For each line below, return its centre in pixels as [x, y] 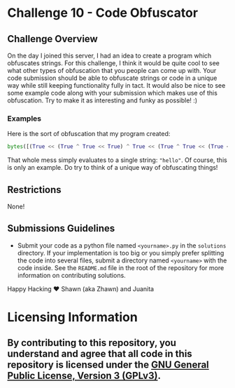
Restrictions [34, 190]
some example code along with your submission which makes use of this [113, 93]
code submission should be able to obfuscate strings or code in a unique [112, 78]
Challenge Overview [52, 39]
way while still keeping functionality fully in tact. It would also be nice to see [116, 85]
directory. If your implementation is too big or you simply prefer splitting [121, 253]
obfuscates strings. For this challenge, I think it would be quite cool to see [114, 63]
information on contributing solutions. [71, 275]
